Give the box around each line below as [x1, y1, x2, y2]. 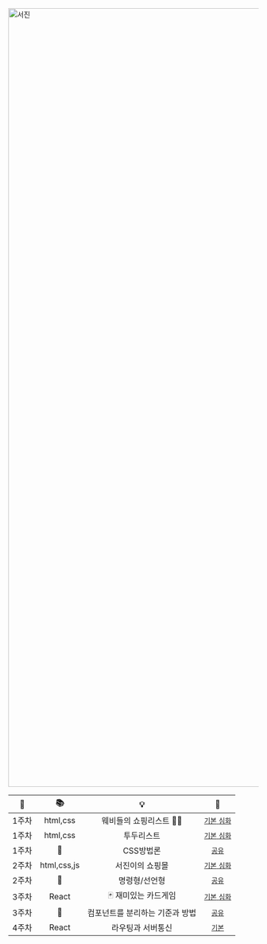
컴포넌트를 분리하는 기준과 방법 [87, 907, 197, 919]
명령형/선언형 [118, 875, 165, 886]
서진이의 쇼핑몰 [114, 860, 169, 871]
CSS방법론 [122, 845, 161, 856]
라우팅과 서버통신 [110, 922, 172, 933]
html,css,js [39, 860, 80, 871]
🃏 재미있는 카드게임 [107, 890, 176, 901]
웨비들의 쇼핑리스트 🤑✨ [101, 816, 183, 826]
